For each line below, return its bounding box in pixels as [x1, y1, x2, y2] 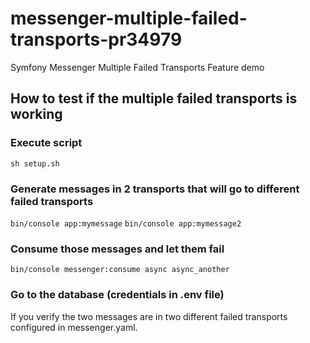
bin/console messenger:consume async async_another [10, 265, 230, 275]
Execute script [10, 136, 83, 150]
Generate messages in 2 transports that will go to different [10, 182, 300, 196]
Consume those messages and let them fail [10, 242, 225, 256]
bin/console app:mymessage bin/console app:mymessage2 [10, 218, 242, 229]
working [10, 106, 63, 123]
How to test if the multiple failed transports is [10, 90, 298, 107]
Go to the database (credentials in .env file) [10, 288, 225, 302]
